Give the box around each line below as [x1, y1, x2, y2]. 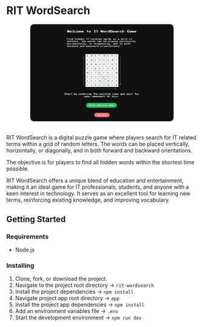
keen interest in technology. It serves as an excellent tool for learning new [6, 190, 191, 197]
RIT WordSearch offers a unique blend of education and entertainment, [6, 177, 184, 185]
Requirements [6, 232, 49, 241]
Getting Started [6, 214, 66, 224]
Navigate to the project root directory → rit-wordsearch [15, 281, 155, 289]
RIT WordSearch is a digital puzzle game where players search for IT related [6, 134, 197, 141]
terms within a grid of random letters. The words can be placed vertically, [6, 141, 190, 148]
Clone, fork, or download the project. [15, 275, 107, 283]
